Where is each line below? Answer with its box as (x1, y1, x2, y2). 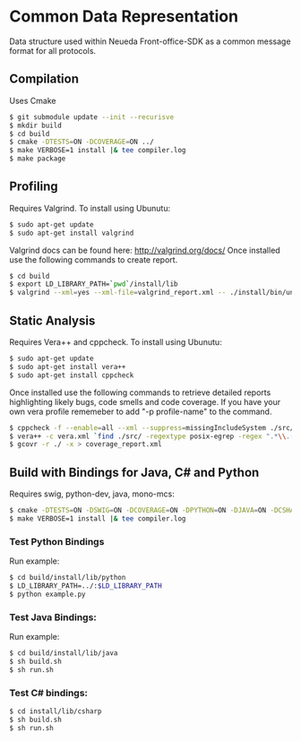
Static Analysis (9, 313, 96, 328)
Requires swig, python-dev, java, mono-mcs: (9, 488, 175, 499)
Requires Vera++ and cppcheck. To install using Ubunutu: (9, 337, 222, 347)
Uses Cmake (9, 95, 56, 106)
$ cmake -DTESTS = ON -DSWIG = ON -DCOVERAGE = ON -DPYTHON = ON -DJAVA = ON (9, 506, 267, 515)
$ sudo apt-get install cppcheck (9, 370, 134, 380)
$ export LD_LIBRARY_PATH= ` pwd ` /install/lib (9, 280, 178, 289)
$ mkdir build (9, 121, 63, 130)
